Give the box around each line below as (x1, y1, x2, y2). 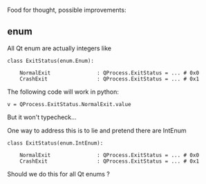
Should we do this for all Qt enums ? (7, 170, 111, 178)
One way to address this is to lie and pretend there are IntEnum (7, 126, 187, 134)
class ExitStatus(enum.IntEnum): (7, 139, 104, 147)
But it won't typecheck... (7, 113, 77, 121)
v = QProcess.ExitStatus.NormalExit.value (7, 101, 131, 108)
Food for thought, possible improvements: (7, 6, 127, 14)
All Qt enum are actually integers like (7, 44, 112, 52)
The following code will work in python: (7, 88, 120, 96)
